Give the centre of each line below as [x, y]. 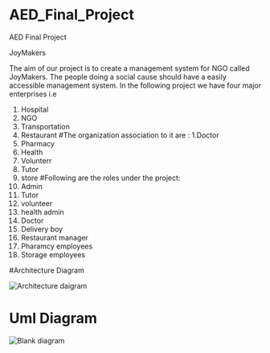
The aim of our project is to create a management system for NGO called [129, 68]
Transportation [45, 126]
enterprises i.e [33, 93]
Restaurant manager [55, 237]
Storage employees [53, 254]
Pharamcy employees [57, 246]
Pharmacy [38, 143]
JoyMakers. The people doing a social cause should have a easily [118, 76]
